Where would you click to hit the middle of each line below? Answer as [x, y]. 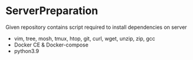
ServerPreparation [52, 11]
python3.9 [26, 51]
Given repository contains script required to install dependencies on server [96, 27]
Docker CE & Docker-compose [51, 45]
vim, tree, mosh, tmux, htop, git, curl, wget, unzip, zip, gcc [84, 38]
